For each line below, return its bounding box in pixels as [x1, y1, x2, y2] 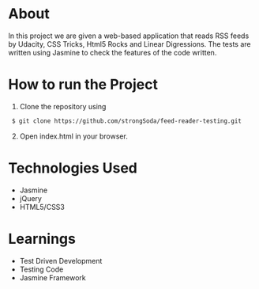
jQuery [19, 193, 42, 203]
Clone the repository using [19, 101, 107, 111]
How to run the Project [8, 76, 158, 93]
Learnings [8, 230, 77, 248]
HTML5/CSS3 [19, 202, 65, 211]
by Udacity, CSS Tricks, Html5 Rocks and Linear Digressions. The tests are [8, 39, 251, 48]
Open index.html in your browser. [19, 131, 128, 141]
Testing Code [19, 264, 64, 274]
